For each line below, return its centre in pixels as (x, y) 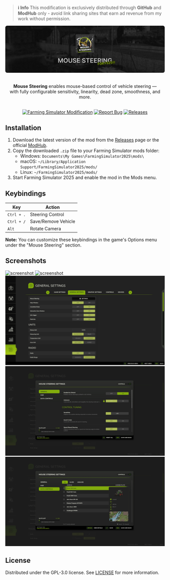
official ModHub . (30, 146)
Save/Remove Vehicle (53, 221)
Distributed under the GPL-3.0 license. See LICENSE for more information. (82, 572)
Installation (23, 128)
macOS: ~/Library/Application (53, 162)
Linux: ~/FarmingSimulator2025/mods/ (59, 172)
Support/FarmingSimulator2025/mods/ (59, 167)
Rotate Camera (46, 228)
